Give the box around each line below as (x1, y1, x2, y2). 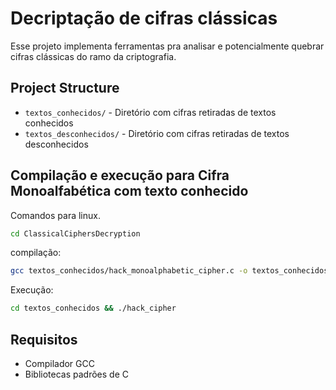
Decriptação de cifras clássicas (10, 7, 278, 30)
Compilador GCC (24, 358, 95, 369)
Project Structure (10, 80, 120, 97)
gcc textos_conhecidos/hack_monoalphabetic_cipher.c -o (10, 266, 248, 276)
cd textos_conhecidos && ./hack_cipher (10, 303, 177, 314)
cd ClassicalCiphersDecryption (10, 228, 141, 239)
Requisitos (10, 331, 78, 348)
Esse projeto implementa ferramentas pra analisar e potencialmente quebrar (10, 40, 325, 52)
